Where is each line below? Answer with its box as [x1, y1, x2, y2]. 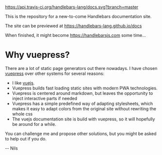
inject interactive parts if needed [12, 95, 77, 101]
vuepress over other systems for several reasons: [5, 70, 105, 76]
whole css [12, 111, 33, 117]
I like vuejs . [12, 80, 35, 86]
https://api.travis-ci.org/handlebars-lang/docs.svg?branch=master [5, 4, 139, 10]
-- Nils [5, 145, 18, 151]
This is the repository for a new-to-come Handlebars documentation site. [5, 14, 152, 19]
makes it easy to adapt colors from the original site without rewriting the [12, 105, 157, 111]
